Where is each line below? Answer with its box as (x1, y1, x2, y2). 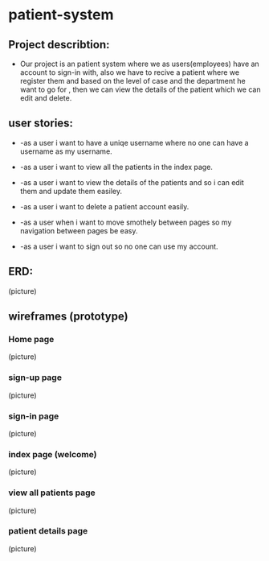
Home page (8, 333, 55, 344)
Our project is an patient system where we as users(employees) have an (19, 59, 259, 68)
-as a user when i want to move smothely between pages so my (19, 217, 232, 227)
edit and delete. (19, 93, 72, 102)
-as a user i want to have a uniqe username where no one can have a (19, 138, 249, 147)
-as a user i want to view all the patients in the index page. (19, 162, 213, 171)
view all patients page (8, 487, 96, 498)
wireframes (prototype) (8, 310, 128, 324)
